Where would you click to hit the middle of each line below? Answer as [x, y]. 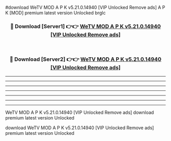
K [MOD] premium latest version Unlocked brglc [55, 13]
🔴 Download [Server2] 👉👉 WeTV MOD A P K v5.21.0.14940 [85, 59]
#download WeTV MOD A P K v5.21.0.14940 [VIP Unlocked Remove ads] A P [85, 7]
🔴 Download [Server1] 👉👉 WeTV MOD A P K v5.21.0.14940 [85, 26]
